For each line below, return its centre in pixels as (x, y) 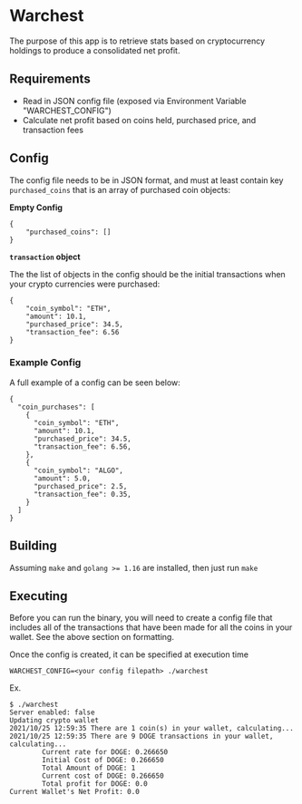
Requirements (50, 79)
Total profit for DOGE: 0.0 (95, 784)
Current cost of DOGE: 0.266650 (103, 776)
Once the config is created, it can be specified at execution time (129, 654)
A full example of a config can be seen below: (95, 383)
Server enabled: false (52, 712)
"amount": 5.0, (62, 478)
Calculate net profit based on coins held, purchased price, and (139, 120)
